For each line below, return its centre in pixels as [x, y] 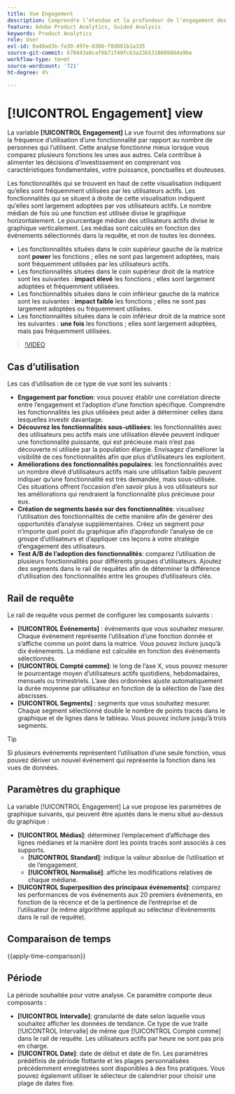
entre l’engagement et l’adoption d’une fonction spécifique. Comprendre [121, 405]
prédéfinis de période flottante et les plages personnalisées [103, 1060]
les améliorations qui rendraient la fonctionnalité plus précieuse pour [116, 494]
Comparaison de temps [59, 939]
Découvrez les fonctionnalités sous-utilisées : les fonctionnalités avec [120, 427]
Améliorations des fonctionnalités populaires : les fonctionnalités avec [120, 464]
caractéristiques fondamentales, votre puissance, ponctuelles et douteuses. [116, 170]
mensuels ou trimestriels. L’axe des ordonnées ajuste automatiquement [120, 681]
